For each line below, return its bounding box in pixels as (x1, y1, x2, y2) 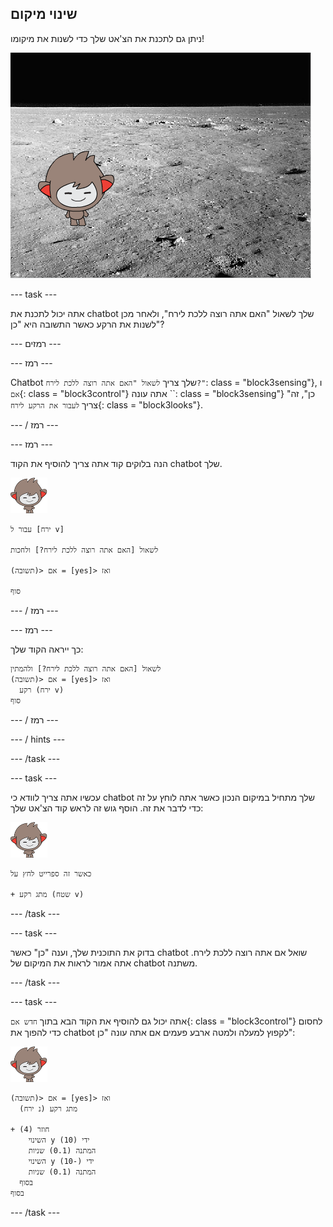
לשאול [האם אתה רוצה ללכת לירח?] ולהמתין (10, 663, 162, 674)
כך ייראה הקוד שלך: (10, 643, 84, 655)
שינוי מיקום (10, 6, 78, 23)
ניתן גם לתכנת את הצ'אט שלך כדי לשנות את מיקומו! (10, 32, 205, 44)
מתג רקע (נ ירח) (19, 1103, 78, 1114)
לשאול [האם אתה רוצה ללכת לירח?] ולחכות (10, 545, 159, 555)
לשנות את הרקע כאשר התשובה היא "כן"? (10, 318, 165, 330)
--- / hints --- (10, 733, 66, 745)
